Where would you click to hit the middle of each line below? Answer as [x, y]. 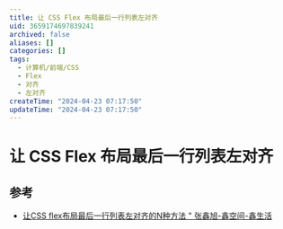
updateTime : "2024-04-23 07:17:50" [76, 110]
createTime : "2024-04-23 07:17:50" [76, 101]
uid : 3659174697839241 [52, 26]
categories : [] [38, 51]
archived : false [40, 34]
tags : [19, 59]
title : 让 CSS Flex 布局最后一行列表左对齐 [84, 18]
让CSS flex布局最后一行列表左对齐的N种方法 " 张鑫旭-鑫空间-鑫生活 [147, 216]
